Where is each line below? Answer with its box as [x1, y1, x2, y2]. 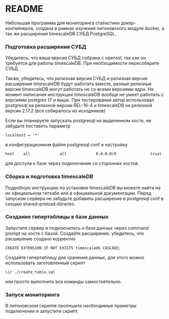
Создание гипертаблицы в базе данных [5, 214, 109, 221]
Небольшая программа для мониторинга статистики [5, 20, 120, 26]
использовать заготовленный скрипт [5, 260, 86, 266]
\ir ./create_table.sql [5, 269, 56, 274]
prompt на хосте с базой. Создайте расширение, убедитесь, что [5, 230, 144, 236]
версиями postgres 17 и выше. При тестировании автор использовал [5, 97, 154, 103]
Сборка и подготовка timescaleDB [5, 173, 94, 180]
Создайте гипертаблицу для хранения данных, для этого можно [5, 254, 145, 260]
